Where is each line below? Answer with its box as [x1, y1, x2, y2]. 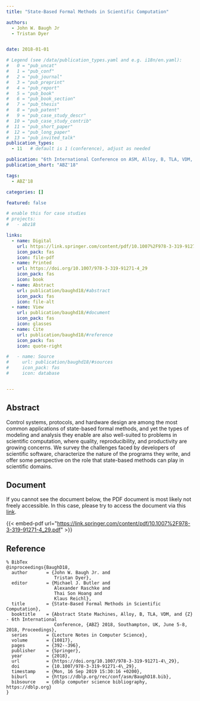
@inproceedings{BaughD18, [6, 565, 70, 571]
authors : [6, 19, 28, 26]
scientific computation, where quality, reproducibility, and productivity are [6, 437, 187, 445]
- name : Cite [11, 326, 44, 332]
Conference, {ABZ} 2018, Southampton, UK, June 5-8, [54, 622, 187, 628]
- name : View [11, 304, 44, 310]
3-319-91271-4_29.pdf [6, 526, 61, 533]
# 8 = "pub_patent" [6, 107, 60, 113]
